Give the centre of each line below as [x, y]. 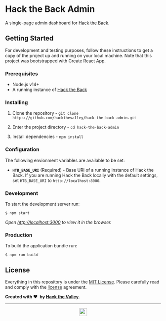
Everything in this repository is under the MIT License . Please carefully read [82, 282]
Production [19, 235]
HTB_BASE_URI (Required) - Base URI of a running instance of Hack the [83, 170]
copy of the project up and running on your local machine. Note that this [79, 55]
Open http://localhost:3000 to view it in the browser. [59, 222]
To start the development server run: [42, 204]
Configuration [22, 149]
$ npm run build [22, 255]
